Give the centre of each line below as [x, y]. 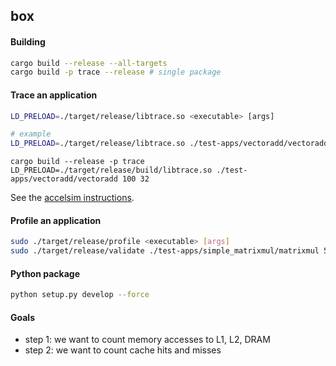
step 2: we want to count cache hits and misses [123, 350]
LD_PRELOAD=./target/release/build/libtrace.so [111, 170]
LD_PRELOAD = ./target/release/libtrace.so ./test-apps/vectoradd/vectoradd [169, 144]
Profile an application [56, 220]
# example [31, 134]
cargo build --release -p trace [77, 162]
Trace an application [54, 95]
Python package [45, 273]
